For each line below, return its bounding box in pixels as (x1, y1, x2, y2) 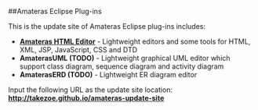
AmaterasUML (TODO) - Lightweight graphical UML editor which (19, 54, 231, 62)
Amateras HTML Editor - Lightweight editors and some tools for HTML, (19, 37, 251, 46)
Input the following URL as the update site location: (8, 85, 173, 94)
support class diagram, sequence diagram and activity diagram (19, 62, 224, 71)
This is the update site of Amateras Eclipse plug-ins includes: (8, 22, 206, 30)
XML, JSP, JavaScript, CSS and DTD (19, 45, 138, 54)
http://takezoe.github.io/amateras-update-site (8, 94, 165, 102)
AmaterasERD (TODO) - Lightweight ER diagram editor (19, 70, 198, 79)
